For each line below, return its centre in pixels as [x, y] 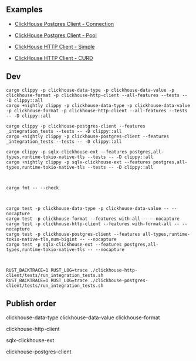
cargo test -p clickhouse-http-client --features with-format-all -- [93, 224]
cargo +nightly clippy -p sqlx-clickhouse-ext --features [78, 162]
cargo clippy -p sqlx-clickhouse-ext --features [67, 152]
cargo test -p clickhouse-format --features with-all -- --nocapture [93, 219]
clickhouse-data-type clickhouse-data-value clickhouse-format [83, 317]
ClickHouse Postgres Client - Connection [64, 24]
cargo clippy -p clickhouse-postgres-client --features [76, 126]
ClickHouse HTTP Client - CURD [54, 58]
